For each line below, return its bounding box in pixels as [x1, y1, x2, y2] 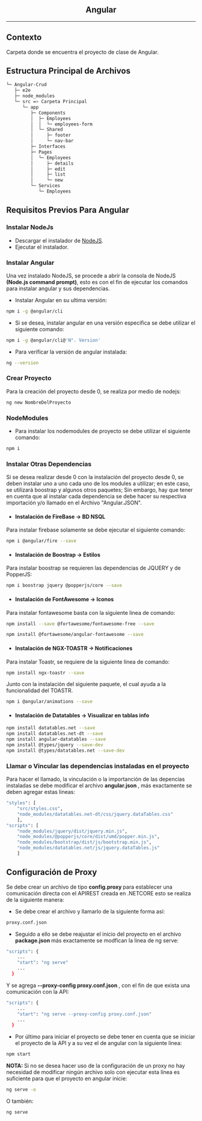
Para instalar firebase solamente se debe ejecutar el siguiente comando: [6, 526, 185, 533]
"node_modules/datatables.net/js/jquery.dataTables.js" [17, 845, 161, 851]
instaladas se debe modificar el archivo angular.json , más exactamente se [6, 782, 192, 789]
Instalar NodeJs [6, 223, 54, 232]
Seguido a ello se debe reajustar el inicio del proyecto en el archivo [14, 930, 182, 938]
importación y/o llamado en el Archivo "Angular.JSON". [6, 499, 142, 506]
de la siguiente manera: [6, 896, 64, 903]
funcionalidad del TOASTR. [6, 687, 73, 694]
